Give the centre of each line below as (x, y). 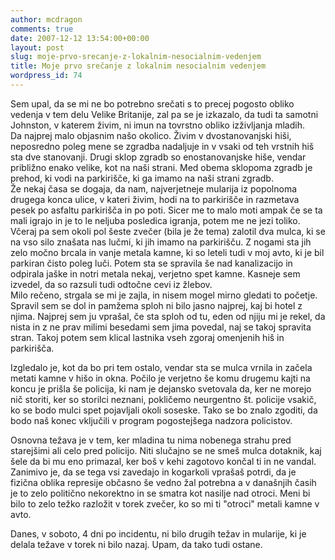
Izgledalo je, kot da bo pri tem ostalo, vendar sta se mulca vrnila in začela (161, 367)
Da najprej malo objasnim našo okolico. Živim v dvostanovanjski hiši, (151, 135)
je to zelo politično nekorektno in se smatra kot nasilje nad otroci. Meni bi (160, 493)
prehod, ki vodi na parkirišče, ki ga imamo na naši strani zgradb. (142, 178)
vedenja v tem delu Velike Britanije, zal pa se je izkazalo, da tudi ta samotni (164, 114)
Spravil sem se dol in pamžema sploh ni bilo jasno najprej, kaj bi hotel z (156, 305)
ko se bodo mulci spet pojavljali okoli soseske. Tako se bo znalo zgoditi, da (164, 410)
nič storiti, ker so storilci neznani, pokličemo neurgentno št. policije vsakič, (163, 399)
